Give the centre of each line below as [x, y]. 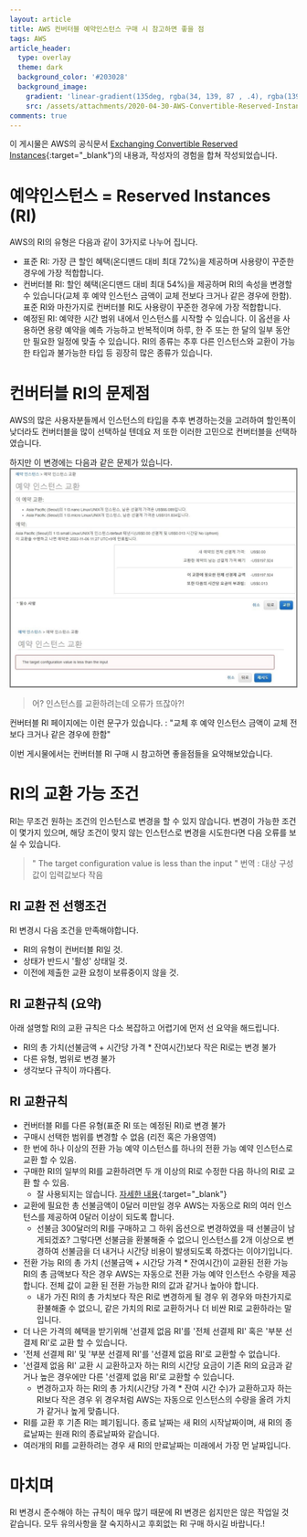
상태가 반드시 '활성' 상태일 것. [75, 960]
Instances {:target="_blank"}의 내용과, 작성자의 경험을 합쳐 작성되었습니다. [143, 155]
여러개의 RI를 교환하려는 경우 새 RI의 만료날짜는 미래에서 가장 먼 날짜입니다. [157, 1445]
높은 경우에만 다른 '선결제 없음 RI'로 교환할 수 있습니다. [137, 1376]
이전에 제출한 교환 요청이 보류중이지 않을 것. [101, 972]
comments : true [38, 116]
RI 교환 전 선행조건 [58, 906]
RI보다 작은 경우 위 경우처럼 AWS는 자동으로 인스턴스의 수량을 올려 [155, 1399]
